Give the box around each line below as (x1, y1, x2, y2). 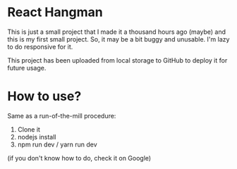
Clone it (17, 125, 41, 134)
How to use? (7, 89, 82, 104)
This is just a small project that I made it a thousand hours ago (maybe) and (7, 27, 226, 36)
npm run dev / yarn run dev (17, 140, 97, 149)
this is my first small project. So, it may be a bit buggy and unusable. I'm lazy (7, 35, 230, 43)
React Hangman (7, 4, 104, 20)
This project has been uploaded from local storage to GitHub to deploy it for (7, 56, 228, 64)
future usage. (7, 63, 47, 72)
